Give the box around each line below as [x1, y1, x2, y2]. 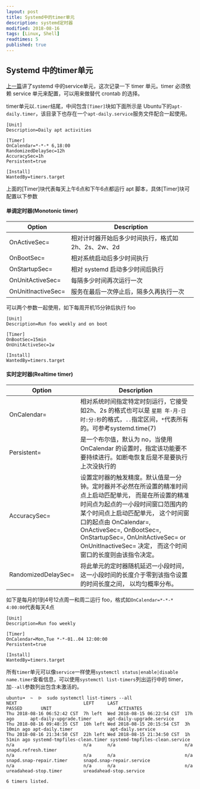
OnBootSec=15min [6, 336, 46, 342]
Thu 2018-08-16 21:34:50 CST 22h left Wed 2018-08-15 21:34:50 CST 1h [6, 732, 190, 738]
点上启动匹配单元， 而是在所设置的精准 [80, 491, 189, 500]
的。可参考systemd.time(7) [80, 424, 157, 432]
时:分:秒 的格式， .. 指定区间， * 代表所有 [80, 415, 189, 423]
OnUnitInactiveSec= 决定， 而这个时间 [80, 542, 187, 550]
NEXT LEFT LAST [6, 700, 118, 706]
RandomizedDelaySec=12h [6, 148, 65, 154]
